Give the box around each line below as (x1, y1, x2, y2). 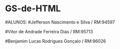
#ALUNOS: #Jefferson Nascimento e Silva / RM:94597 (5, 19, 115, 25)
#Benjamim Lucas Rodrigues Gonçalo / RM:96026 (5, 38, 106, 44)
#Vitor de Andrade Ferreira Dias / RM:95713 (5, 28, 93, 34)
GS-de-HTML (5, 3, 61, 14)
